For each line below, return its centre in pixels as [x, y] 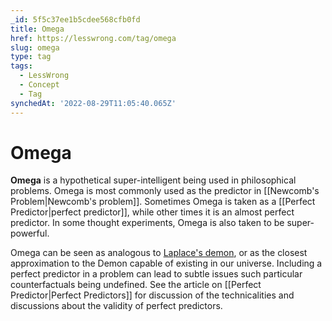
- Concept [39, 85]
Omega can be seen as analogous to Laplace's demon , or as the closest [159, 253]
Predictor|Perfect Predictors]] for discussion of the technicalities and [152, 295]
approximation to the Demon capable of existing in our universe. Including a [166, 263]
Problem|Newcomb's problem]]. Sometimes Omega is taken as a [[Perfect [163, 202]
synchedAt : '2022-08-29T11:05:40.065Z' [93, 103]
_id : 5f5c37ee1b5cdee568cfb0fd [75, 19]
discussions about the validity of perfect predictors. [116, 306]
